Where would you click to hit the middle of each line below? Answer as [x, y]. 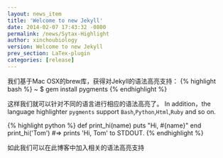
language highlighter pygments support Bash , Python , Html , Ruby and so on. [112, 111]
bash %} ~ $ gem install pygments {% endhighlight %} [87, 89]
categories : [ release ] [41, 60]
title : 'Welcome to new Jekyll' [55, 21]
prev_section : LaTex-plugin [49, 54]
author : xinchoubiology [43, 40]
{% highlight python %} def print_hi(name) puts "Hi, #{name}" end [104, 125]
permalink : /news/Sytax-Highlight [59, 34]
